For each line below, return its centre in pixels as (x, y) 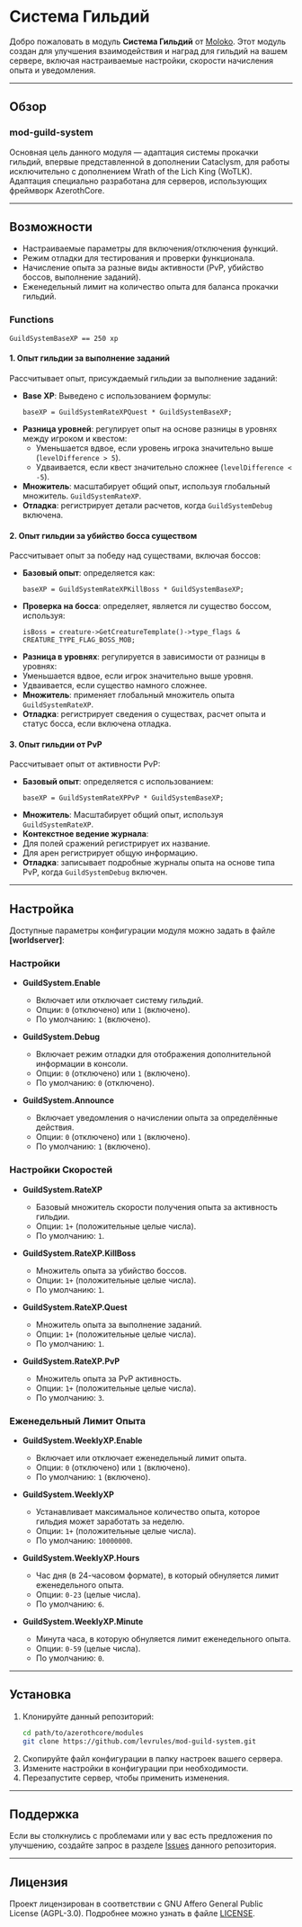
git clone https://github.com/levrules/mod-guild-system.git (139, 1741)
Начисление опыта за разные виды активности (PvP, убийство (143, 268)
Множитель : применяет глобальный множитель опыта (129, 695)
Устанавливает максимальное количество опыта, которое (148, 1512)
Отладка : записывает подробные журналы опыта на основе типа (149, 863)
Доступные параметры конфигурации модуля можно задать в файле (142, 931)
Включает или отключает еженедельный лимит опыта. (141, 1458)
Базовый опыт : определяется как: (89, 573)
